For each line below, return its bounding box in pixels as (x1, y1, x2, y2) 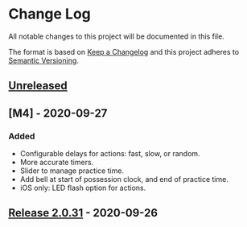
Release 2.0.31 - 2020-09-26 (8, 206, 158, 220)
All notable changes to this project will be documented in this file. (8, 31, 225, 41)
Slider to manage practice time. (19, 166, 125, 175)
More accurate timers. (19, 158, 94, 167)
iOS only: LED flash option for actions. (19, 183, 146, 193)
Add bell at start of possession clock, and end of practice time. (19, 175, 229, 184)
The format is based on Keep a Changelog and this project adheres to (8, 47, 240, 56)
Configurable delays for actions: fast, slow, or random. (19, 149, 200, 159)
